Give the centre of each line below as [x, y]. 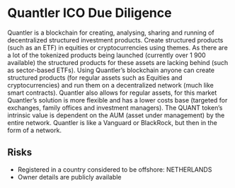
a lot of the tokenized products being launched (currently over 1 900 [107, 55]
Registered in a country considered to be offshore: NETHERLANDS [115, 169]
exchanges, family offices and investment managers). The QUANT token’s [115, 107]
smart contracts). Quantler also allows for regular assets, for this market [112, 93]
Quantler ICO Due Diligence [90, 13]
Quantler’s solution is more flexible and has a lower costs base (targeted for [117, 100]
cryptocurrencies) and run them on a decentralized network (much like [110, 85]
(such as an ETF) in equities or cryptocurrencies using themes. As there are [117, 47]
